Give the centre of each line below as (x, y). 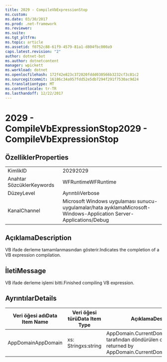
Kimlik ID (17, 171)
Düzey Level (21, 193)
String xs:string (84, 346)
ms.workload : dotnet (27, 70)
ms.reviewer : (19, 28)
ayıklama (115, 207)
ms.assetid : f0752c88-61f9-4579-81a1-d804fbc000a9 (59, 47)
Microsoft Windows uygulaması (99, 201)
